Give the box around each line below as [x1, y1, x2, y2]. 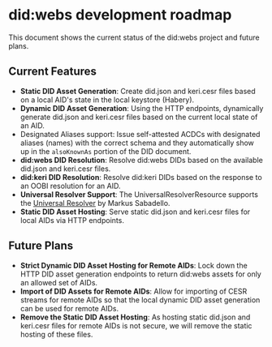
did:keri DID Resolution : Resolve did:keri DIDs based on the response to [19, 172, 262, 182]
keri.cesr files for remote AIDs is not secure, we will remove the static [19, 320, 253, 330]
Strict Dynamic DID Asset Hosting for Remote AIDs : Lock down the [19, 260, 248, 270]
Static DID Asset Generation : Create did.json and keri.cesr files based [19, 86, 256, 96]
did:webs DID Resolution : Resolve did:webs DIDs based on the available [19, 155, 264, 165]
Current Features [8, 65, 97, 79]
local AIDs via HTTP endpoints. [19, 215, 124, 225]
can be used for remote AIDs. [19, 303, 119, 313]
